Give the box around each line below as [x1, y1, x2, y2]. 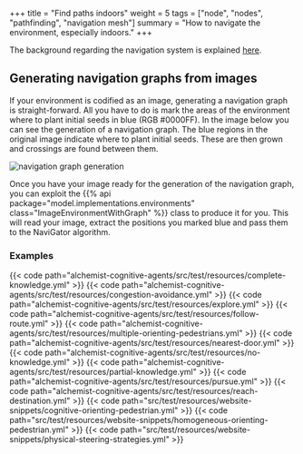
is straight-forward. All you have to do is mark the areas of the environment [9, 104, 290, 115]
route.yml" [9, 318, 49, 330]
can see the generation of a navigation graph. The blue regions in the [9, 123, 269, 134]
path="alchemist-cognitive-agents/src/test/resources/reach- [30, 386, 259, 397]
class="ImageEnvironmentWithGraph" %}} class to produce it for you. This [9, 207, 288, 218]
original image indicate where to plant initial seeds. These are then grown [9, 133, 283, 144]
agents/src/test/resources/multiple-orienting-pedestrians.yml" [9, 328, 243, 339]
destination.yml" [9, 395, 71, 407]
